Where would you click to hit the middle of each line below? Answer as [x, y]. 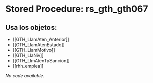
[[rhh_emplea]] [28, 66]
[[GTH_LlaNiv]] [28, 55]
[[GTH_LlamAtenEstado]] [38, 45]
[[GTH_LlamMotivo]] [34, 50]
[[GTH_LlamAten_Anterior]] [41, 39]
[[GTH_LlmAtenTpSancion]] [41, 61]
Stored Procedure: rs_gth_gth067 [77, 9]
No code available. [25, 76]
